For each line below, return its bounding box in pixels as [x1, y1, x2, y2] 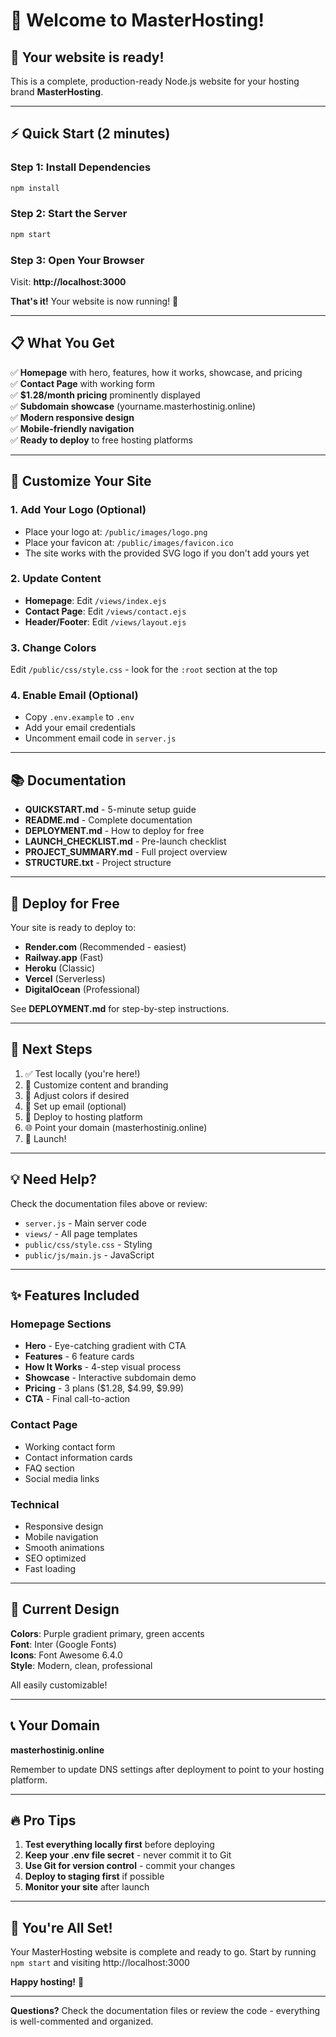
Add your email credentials [24, 722, 136, 734]
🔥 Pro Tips [10, 1812, 77, 1829]
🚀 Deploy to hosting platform [24, 1110, 143, 1123]
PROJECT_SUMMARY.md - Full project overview [24, 846, 228, 858]
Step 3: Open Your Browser [10, 253, 145, 267]
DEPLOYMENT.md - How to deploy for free [24, 825, 205, 837]
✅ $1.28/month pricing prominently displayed [10, 389, 201, 401]
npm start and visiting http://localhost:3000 [10, 1957, 190, 1969]
